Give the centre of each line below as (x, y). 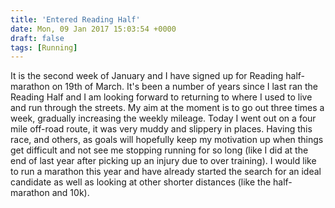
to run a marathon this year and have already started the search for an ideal (166, 172)
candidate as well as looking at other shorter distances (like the (141, 182)
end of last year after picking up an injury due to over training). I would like (163, 161)
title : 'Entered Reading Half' (75, 19)
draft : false (37, 38)
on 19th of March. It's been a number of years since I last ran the (184, 87)
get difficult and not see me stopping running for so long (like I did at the (159, 150)
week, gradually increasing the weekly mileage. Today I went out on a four (163, 118)
